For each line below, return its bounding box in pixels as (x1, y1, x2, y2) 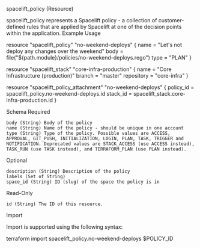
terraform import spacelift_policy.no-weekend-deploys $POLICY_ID (6, 235, 174, 242)
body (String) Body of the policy (6, 120, 93, 126)
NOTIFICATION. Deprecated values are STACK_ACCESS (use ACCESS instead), (6, 141, 195, 147)
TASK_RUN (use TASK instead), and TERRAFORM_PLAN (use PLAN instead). (6, 146, 187, 152)
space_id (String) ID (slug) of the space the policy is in (6, 179, 160, 185)
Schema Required (6, 108, 50, 115)
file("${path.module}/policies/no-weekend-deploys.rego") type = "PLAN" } (6, 54, 192, 61)
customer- (158, 17, 184, 23)
